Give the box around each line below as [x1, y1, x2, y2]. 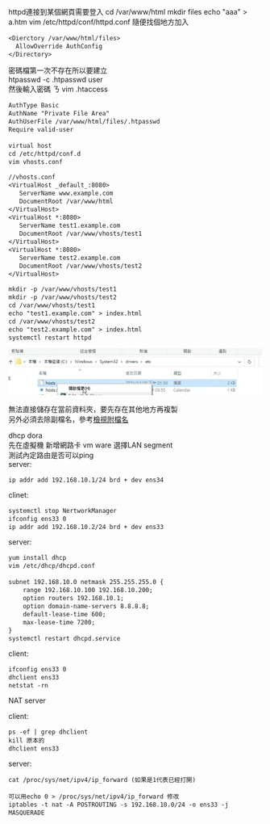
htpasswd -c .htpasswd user [8, 75, 103, 84]
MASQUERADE [8, 809, 45, 817]
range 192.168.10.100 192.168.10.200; [23, 586, 153, 594]
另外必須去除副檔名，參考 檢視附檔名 [8, 414, 129, 424]
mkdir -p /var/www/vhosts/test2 [8, 293, 117, 301]
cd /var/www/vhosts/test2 [8, 317, 95, 326]
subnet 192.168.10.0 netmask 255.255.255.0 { [8, 578, 164, 586]
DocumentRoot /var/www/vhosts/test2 [19, 262, 143, 270]
